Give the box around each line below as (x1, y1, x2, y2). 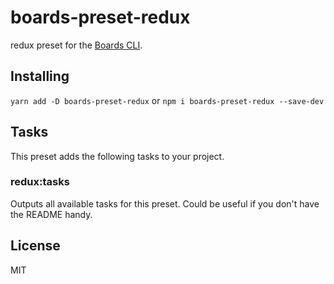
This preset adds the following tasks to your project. (10, 150, 225, 162)
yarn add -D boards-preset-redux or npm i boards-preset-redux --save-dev (10, 94, 325, 106)
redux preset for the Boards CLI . (10, 39, 143, 51)
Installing (10, 68, 70, 85)
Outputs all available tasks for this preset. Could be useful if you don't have (10, 197, 320, 210)
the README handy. (10, 208, 93, 220)
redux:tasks (10, 175, 70, 189)
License (10, 237, 61, 255)
